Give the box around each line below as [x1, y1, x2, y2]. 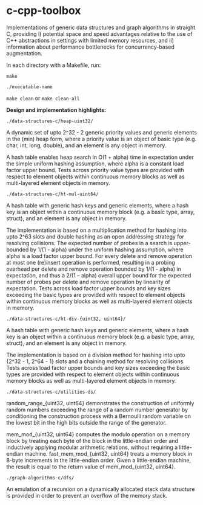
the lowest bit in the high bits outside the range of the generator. [6, 419, 167, 426]
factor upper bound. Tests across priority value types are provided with [6, 166, 185, 173]
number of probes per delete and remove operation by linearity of [6, 278, 171, 285]
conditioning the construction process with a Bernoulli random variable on [6, 412, 191, 420]
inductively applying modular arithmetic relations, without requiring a [6, 444, 178, 451]
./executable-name [6, 83, 53, 90]
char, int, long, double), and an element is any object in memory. [6, 141, 167, 149]
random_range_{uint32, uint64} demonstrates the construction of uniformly [6, 399, 195, 406]
